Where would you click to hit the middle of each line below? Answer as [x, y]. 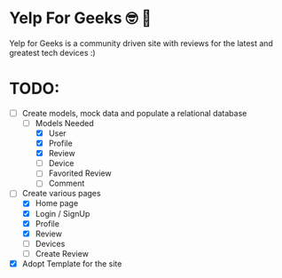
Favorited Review [80, 173]
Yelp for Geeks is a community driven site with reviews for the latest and [141, 43]
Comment [67, 183]
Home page [57, 203]
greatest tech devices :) [52, 52]
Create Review [62, 253]
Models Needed [65, 123]
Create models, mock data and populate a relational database [134, 113]
